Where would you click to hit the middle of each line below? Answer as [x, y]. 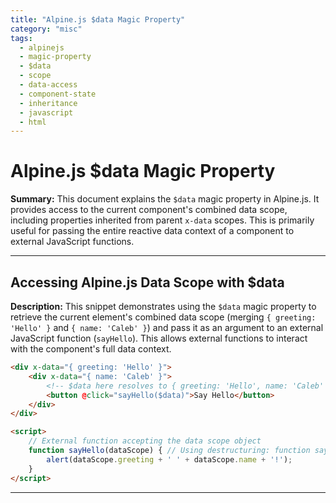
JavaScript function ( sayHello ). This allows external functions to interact [159, 338]
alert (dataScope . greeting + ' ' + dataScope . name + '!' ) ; [169, 459]
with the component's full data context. [91, 349]
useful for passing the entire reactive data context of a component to [152, 231]
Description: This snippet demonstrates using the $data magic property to [163, 306]
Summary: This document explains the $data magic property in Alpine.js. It [165, 199]
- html [33, 122]
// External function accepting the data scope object [145, 441]
